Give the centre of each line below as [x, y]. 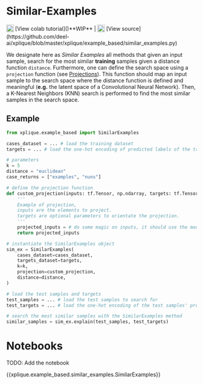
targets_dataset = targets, [50, 261]
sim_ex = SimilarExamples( [40, 249]
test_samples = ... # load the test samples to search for [82, 300]
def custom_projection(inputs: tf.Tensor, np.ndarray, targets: [89, 194]
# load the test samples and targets [54, 294]
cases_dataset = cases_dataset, [55, 255]
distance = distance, [42, 278]
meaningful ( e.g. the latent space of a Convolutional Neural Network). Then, [101, 86]
